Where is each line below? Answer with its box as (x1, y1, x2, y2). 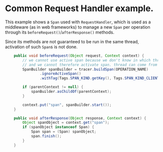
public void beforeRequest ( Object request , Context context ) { (14, 53, 145, 58)
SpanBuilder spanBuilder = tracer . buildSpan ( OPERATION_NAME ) (22, 67, 149, 72)
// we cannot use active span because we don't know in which (22, 58, 151, 63)
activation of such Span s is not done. (5, 44, 78, 50)
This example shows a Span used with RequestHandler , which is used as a (5, 19, 151, 25)
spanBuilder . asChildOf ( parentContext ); (31, 89, 112, 94)
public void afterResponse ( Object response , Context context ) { (14, 116, 147, 120)
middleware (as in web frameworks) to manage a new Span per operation (5, 24, 150, 30)
